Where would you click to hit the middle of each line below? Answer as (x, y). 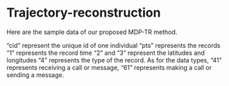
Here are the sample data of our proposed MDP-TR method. (92, 32)
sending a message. (35, 75)
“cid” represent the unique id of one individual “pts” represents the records (113, 45)
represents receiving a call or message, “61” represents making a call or (109, 67)
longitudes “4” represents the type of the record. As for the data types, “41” (114, 60)
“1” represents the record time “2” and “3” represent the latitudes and (106, 53)
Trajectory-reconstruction (84, 13)
